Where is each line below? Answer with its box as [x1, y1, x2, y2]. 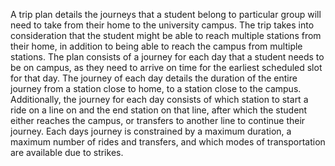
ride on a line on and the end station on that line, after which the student [10, 104, 308, 116]
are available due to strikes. [10, 147, 124, 158]
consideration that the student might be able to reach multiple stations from [10, 30, 322, 41]
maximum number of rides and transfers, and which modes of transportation [10, 136, 326, 148]
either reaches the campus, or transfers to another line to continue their [10, 115, 306, 126]
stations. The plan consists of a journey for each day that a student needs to [10, 51, 325, 63]
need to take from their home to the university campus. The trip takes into [10, 19, 315, 31]
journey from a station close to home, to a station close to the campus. [10, 83, 302, 94]
